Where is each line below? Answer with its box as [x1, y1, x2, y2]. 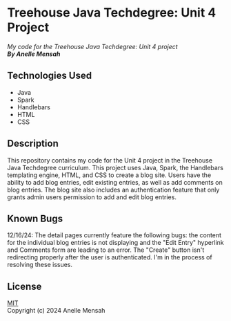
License [7, 280, 42, 292]
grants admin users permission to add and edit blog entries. [7, 192, 177, 201]
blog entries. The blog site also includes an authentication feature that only [7, 185, 220, 194]
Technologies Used [7, 70, 92, 82]
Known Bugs [7, 212, 63, 224]
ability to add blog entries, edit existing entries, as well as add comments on [7, 178, 223, 186]
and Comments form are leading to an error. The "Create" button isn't [7, 246, 205, 254]
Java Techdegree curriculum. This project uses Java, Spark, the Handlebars [7, 163, 224, 172]
